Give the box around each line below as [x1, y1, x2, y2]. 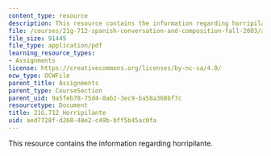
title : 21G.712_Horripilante [8, 109, 106, 117]
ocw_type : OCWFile [8, 72, 70, 80]
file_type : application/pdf [8, 42, 103, 50]
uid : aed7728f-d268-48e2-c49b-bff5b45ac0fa [8, 117, 157, 125]
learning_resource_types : [8, 49, 95, 57]
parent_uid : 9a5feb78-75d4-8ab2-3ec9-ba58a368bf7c [8, 94, 182, 102]
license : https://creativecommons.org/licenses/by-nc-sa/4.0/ [8, 64, 222, 72]
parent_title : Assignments [8, 79, 99, 87]
